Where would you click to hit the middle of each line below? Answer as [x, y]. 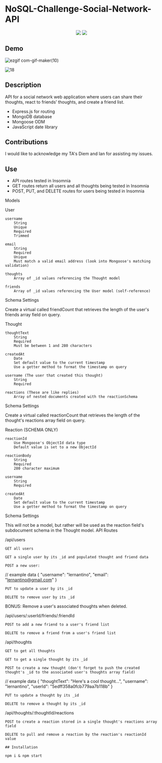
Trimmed [21, 236]
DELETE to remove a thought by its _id [45, 704]
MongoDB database [32, 116]
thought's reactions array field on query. [45, 420]
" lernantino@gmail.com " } [31, 580]
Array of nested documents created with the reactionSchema [76, 397]
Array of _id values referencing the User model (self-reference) [82, 291]
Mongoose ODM [28, 121]
